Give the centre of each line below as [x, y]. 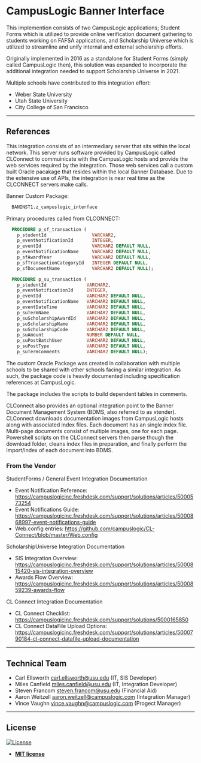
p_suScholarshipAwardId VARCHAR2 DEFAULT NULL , [81, 318]
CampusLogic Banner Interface [85, 11]
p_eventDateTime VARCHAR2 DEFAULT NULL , [81, 307]
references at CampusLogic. [41, 382]
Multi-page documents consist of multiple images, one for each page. [92, 431]
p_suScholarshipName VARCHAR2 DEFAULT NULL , [81, 324]
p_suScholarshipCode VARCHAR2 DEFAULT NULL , [81, 329]
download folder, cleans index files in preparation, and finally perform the [97, 444]
